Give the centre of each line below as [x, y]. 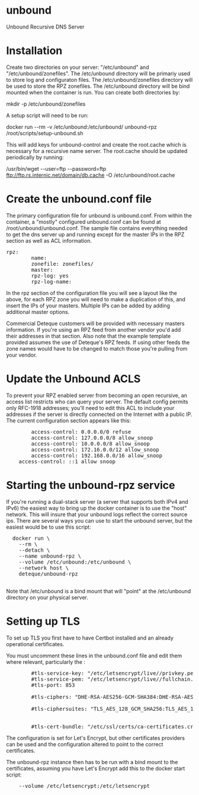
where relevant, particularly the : [46, 662]
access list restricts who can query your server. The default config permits [97, 402]
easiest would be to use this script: [49, 527]
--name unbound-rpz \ [50, 556]
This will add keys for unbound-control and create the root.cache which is [96, 144]
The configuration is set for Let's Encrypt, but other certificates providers [96, 738]
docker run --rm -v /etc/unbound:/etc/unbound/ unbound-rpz [81, 127]
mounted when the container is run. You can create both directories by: [93, 92]
